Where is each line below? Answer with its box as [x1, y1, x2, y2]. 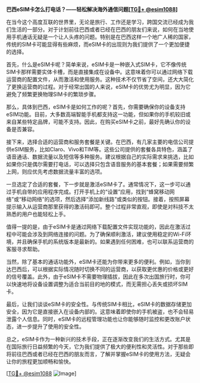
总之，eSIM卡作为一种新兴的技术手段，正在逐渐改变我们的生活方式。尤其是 [6, 336, 191, 342]
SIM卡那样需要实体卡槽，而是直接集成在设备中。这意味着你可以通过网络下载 [6, 68, 193, 75]
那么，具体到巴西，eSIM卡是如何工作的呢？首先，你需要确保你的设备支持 [6, 104, 186, 110]
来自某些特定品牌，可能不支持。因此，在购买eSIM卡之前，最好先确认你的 [6, 119, 186, 125]
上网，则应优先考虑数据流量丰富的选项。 [6, 168, 105, 175]
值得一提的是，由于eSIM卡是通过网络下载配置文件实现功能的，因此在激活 [6, 223, 186, 230]
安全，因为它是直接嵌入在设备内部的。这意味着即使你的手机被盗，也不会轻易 [6, 308, 194, 315]
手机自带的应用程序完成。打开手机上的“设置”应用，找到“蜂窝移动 [11, 188, 170, 195]
